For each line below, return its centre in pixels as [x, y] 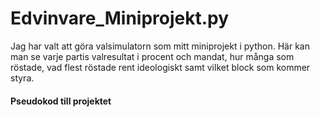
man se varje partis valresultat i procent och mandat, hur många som [152, 56]
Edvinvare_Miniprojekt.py [120, 18]
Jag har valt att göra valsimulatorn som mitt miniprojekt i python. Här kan [160, 46]
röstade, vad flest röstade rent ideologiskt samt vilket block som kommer [160, 67]
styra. [22, 78]
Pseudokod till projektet [61, 101]
